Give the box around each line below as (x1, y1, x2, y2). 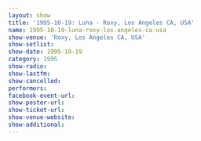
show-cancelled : (8, 77, 61, 85)
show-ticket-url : (8, 107, 65, 114)
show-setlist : (8, 41, 55, 49)
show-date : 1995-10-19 (8, 48, 82, 56)
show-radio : (8, 63, 47, 70)
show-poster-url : (8, 99, 65, 107)
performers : (8, 84, 47, 92)
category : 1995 (8, 56, 58, 63)
